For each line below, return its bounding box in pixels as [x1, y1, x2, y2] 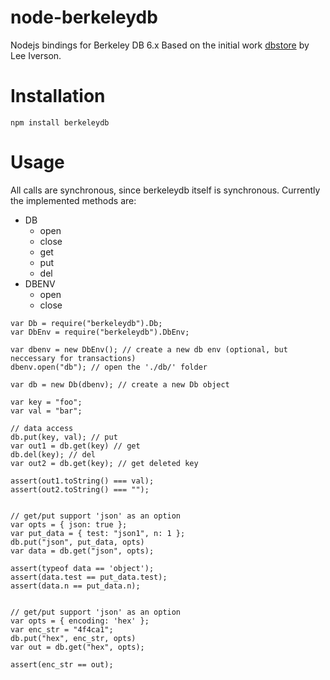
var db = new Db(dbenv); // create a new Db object [10, 379, 230, 390]
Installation [10, 85, 106, 108]
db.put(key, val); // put [10, 432, 118, 442]
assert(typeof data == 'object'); [10, 563, 155, 573]
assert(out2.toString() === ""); [10, 484, 150, 495]
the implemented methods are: [10, 194, 137, 206]
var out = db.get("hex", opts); [10, 642, 145, 652]
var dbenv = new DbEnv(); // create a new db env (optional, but [10, 344, 288, 355]
